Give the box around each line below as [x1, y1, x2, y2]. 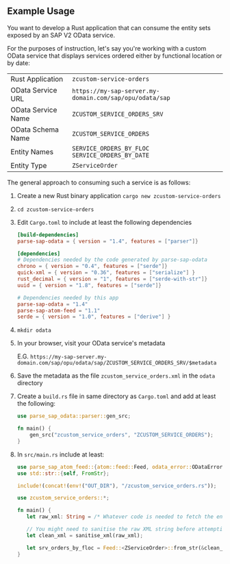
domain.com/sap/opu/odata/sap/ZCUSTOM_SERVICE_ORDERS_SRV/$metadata [16, 360, 217, 367]
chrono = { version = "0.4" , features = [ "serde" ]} [16, 263, 168, 270]
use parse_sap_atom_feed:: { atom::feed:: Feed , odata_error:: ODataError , [16, 463, 226, 470]
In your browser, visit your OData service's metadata [16, 339, 166, 347]
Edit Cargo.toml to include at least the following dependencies [16, 218, 192, 226]
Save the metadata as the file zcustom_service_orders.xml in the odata [16, 371, 216, 380]
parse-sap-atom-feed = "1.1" [16, 307, 101, 314]
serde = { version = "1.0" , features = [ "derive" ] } [16, 313, 171, 321]
